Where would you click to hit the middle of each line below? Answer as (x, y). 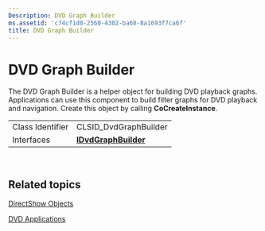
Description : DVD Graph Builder (62, 15)
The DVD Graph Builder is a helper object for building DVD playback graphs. (133, 91)
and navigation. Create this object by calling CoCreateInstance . (113, 109)
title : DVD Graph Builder (51, 30)
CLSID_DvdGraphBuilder (122, 127)
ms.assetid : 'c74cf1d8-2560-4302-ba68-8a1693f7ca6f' (97, 23)
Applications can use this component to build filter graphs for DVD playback (133, 100)
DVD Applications (37, 219)
